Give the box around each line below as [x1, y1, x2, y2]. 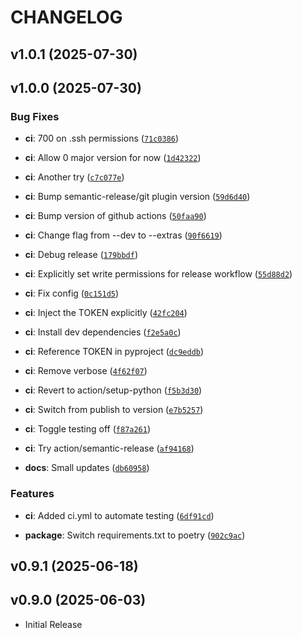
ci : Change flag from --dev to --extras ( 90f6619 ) [24, 229, 223, 241]
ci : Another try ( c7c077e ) [24, 171, 125, 183]
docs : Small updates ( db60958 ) [24, 462, 150, 474]
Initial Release [24, 618, 83, 630]
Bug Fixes [10, 109, 60, 123]
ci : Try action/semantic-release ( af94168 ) [24, 442, 195, 455]
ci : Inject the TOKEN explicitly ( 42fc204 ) [24, 307, 188, 319]
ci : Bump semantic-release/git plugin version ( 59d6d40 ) [24, 191, 251, 203]
